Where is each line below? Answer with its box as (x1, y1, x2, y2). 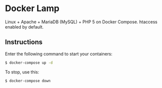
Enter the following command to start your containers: (5, 51, 113, 57)
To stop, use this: (5, 69, 40, 75)
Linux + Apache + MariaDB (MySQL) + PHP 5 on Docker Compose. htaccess (5, 19, 158, 25)
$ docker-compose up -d (5, 60, 53, 65)
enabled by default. (5, 24, 44, 29)
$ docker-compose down (5, 78, 51, 83)
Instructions (5, 38, 43, 46)
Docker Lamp (5, 3, 59, 14)
